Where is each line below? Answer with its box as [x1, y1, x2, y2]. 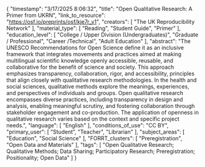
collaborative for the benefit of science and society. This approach [6, 63, 174, 71]
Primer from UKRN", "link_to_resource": [6, 12, 106, 19]
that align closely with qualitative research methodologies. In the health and [6, 76, 197, 83]
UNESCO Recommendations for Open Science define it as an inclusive [6, 44, 184, 51]
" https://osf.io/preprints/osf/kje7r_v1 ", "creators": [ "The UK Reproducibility [6, 18, 195, 25]
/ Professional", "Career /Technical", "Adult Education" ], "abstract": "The [6, 38, 191, 44]
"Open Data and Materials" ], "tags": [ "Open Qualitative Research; [6, 141, 174, 148]
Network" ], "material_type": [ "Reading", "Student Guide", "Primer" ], [6, 24, 181, 32]
